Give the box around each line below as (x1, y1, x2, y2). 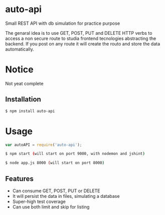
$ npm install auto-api (5, 109, 55, 114)
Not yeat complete (5, 80, 44, 86)
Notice (5, 64, 34, 75)
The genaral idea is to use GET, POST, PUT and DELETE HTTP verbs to (5, 30, 152, 36)
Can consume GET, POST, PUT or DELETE (12, 188, 101, 194)
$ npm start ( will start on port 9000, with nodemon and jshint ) (5, 151, 145, 156)
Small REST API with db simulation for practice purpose (5, 20, 120, 26)
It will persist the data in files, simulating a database (12, 193, 120, 199)
